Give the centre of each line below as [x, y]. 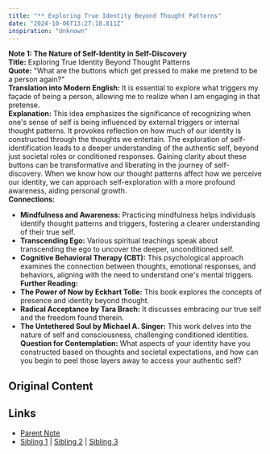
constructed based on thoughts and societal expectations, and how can [139, 352]
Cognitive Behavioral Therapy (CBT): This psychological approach [132, 258]
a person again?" [37, 79]
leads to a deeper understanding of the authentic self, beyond [156, 148]
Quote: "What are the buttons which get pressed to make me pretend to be [133, 71]
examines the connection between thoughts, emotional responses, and [138, 266]
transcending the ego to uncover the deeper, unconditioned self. [127, 249]
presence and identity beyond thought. [85, 301]
